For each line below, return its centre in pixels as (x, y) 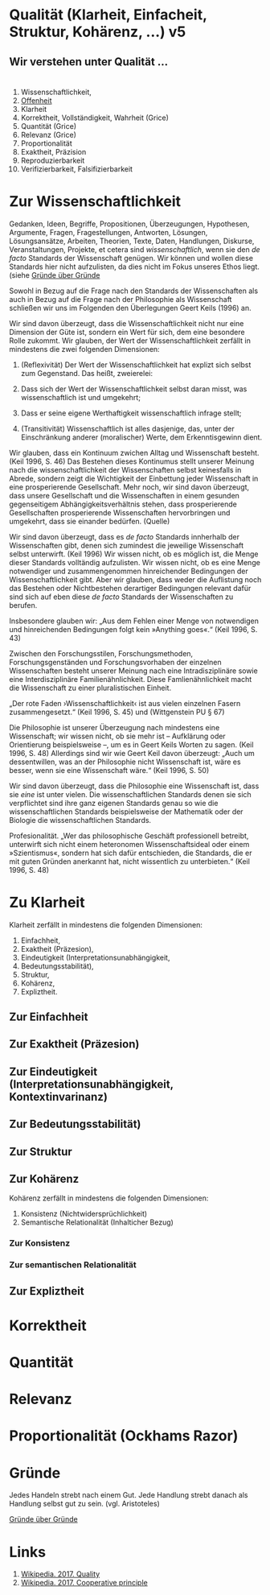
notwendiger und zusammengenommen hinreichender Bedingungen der (129, 571)
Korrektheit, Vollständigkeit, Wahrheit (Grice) (95, 118)
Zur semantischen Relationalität (73, 1265)
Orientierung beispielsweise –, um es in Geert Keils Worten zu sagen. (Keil (131, 744)
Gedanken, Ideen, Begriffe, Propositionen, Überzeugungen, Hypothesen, (129, 224)
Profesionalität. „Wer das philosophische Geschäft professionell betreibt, (129, 836)
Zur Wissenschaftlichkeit (95, 201)
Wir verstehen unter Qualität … (88, 62)
